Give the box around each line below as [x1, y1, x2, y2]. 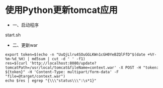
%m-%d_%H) [5, 56, 26, 61]
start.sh [5, 32, 21, 38]
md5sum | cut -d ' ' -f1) [31, 56, 85, 61]
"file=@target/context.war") [5, 74, 66, 79]
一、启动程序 [12, 22, 39, 28]
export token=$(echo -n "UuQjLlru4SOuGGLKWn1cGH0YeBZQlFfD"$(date [5, 52, 146, 57]
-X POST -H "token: [118, 65, 159, 70]
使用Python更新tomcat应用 [5, 4, 118, 16]
